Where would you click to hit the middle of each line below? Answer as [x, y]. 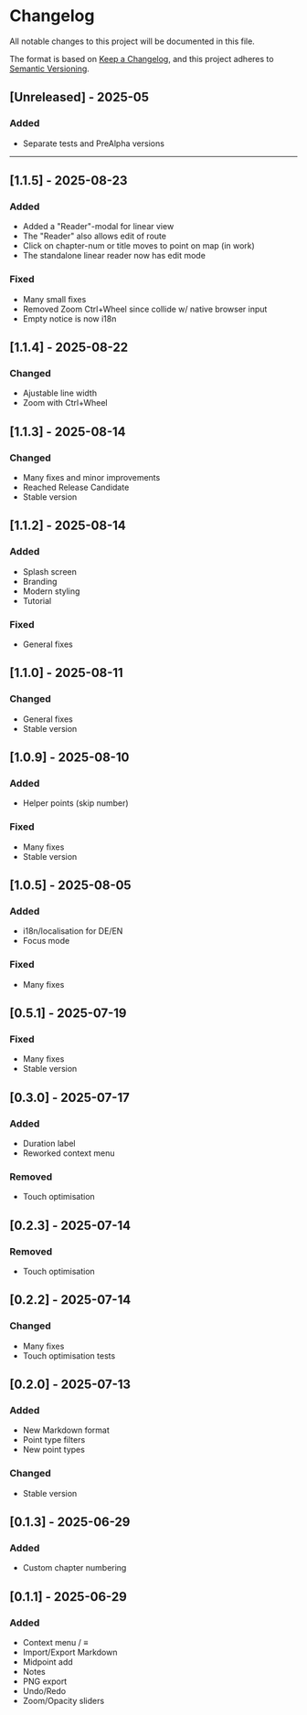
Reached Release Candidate [76, 487]
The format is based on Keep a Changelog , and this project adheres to [142, 58]
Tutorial [37, 600]
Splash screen [50, 571]
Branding [40, 581]
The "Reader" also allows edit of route [95, 236]
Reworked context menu [69, 1153]
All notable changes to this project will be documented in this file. [132, 41]
